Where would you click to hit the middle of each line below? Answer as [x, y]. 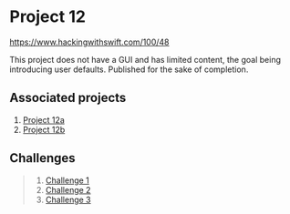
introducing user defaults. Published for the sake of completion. [129, 69]
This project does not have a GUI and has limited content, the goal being [145, 59]
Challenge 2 [68, 189]
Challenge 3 [68, 199]
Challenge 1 [67, 180]
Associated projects [68, 98]
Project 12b [44, 129]
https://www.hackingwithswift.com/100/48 [90, 42]
